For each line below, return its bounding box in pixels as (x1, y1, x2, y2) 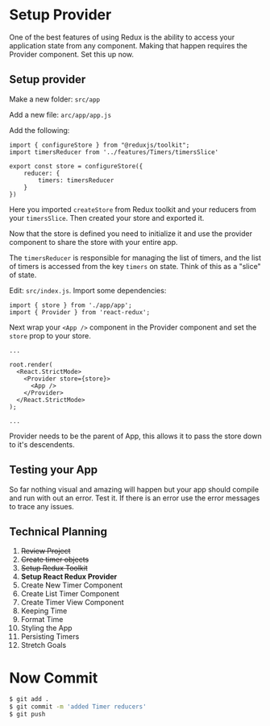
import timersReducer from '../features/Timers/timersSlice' (9, 147, 219, 156)
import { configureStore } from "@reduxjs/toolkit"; (9, 141, 190, 149)
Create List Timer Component (20, 589, 120, 599)
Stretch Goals (20, 641, 67, 650)
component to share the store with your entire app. (9, 237, 178, 247)
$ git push (9, 711, 46, 719)
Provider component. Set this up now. (9, 49, 135, 59)
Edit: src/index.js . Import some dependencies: (9, 285, 167, 295)
